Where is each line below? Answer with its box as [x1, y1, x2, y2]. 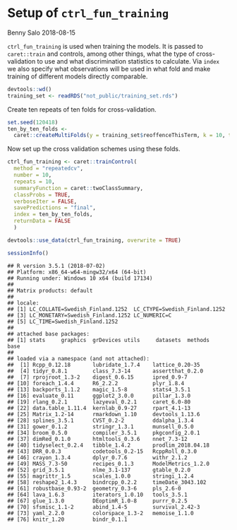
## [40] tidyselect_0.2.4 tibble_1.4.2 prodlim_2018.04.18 [7, 442, 210, 449]
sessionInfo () [7, 249, 49, 257]
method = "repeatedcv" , [13, 165, 83, 172]
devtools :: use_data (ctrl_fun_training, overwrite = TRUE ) [7, 237, 181, 244]
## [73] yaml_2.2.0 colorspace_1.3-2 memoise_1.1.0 [7, 510, 194, 517]
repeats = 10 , [13, 178, 55, 185]
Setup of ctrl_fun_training [7, 5, 169, 21]
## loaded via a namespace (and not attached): [7, 355, 150, 362]
